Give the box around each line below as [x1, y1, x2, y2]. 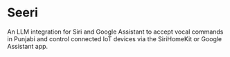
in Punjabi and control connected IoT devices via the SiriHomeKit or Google [7, 34, 222, 43]
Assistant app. [7, 42, 48, 50]
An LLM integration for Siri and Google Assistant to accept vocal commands [7, 27, 224, 36]
